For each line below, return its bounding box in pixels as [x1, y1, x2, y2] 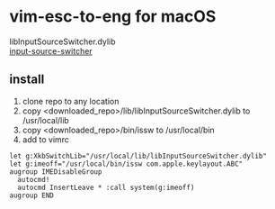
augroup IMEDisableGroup [9, 167, 102, 177]
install [9, 72, 45, 87]
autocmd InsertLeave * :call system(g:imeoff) [17, 183, 195, 192]
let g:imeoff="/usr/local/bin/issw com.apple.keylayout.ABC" [9, 159, 244, 168]
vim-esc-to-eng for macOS [9, 6, 217, 27]
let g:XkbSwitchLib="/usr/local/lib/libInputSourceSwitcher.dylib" [9, 151, 268, 160]
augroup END [9, 191, 54, 200]
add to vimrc [22, 133, 70, 145]
